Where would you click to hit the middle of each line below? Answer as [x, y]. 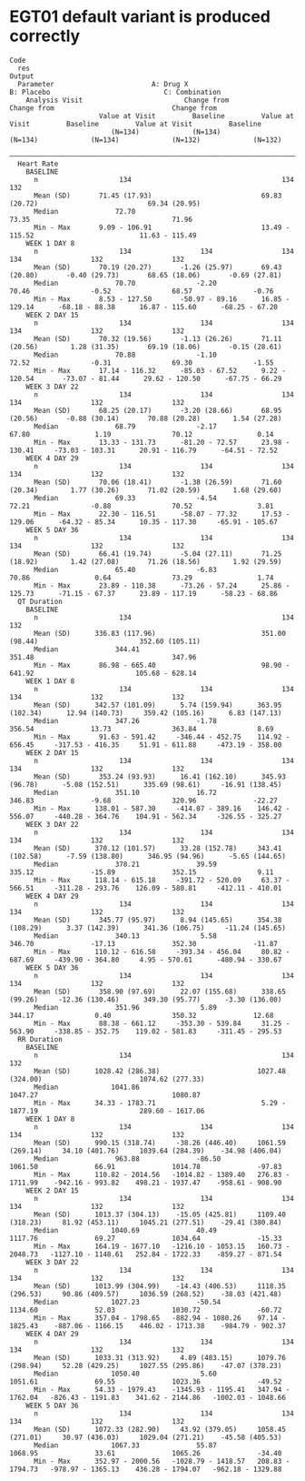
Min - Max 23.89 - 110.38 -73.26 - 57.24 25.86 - [162, 585]
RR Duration [40, 1039]
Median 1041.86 [87, 1087]
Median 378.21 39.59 [125, 864]
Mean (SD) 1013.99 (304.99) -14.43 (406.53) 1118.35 [159, 1286]
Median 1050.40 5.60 [125, 1374]
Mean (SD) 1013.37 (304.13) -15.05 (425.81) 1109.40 [159, 1214]
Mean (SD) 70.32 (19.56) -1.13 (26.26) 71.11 [157, 338]
